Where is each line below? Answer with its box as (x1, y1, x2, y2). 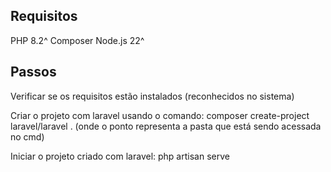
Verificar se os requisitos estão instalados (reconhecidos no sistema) (10, 90, 295, 102)
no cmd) (10, 130, 45, 143)
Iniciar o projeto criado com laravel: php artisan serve (10, 150, 230, 162)
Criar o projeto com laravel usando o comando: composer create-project (10, 109, 310, 121)
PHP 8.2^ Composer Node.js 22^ (10, 34, 145, 46)
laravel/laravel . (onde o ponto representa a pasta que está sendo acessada (10, 120, 322, 132)
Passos (10, 64, 57, 81)
